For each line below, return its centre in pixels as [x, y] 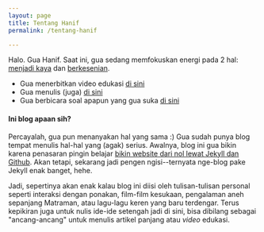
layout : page [30, 15]
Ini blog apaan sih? [40, 118]
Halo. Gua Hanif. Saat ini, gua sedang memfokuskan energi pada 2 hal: [124, 60]
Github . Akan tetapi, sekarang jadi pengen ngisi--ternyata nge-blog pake [127, 162]
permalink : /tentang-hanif [53, 30]
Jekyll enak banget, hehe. [50, 170]
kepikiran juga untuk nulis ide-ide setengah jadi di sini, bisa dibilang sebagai [132, 211]
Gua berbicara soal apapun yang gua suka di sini [99, 101]
